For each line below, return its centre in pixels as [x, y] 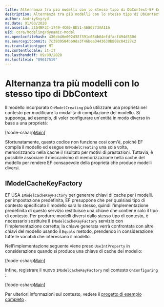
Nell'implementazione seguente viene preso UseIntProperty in [68, 246]
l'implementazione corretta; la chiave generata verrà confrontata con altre [79, 226]
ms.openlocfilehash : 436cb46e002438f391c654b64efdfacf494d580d [71, 37]
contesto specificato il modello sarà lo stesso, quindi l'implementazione [77, 205]
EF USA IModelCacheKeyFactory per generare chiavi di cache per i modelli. [79, 195]
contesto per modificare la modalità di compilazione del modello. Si [72, 113]
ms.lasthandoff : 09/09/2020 [34, 55]
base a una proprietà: [27, 123]
